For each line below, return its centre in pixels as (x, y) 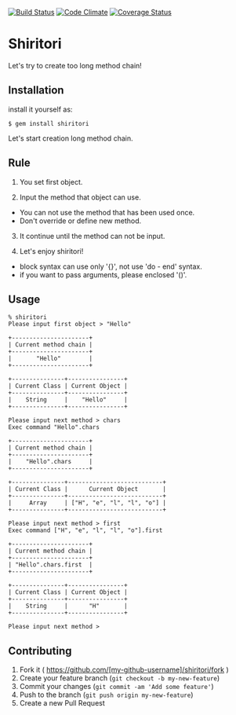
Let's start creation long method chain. (71, 138)
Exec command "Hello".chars (54, 427)
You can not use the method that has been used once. (107, 212)
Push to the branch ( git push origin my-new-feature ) (106, 695)
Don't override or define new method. (80, 221)
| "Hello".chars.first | (50, 565)
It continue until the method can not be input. (92, 236)
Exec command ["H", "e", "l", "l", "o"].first (85, 530)
